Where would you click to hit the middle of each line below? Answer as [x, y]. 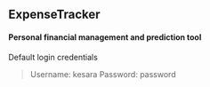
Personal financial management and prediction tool [105, 37]
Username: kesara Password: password [103, 74]
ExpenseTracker [54, 15]
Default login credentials [53, 57]
